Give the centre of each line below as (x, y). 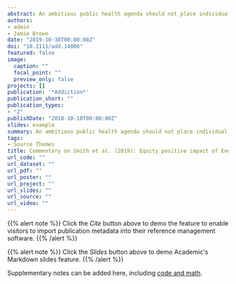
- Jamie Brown (28, 33)
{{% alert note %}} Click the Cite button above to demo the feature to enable (118, 223)
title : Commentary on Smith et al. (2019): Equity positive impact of (113, 151)
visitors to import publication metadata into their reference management (111, 231)
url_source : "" (29, 197)
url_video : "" (28, 204)
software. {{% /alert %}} (42, 238)
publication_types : (36, 105)
